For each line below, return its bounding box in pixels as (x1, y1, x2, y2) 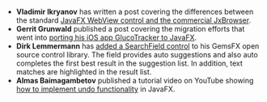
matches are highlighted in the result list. (15, 67, 152, 76)
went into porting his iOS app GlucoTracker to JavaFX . (15, 32, 197, 42)
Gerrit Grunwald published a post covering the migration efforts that (15, 24, 245, 33)
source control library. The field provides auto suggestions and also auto (15, 50, 259, 59)
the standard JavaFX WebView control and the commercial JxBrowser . (15, 15, 252, 25)
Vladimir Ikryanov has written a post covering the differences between (15, 7, 254, 16)
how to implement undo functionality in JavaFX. (15, 84, 176, 94)
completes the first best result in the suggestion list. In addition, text (15, 58, 243, 68)
